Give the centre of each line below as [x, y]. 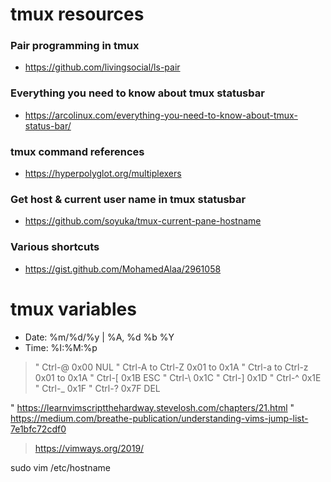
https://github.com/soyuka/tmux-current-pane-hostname [143, 221]
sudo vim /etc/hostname [60, 467]
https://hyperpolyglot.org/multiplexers [103, 174]
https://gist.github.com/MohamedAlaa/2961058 [123, 269]
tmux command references [77, 151]
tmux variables [73, 309]
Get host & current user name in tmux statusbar [128, 199]
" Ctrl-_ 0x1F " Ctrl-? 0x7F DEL [97, 388]
